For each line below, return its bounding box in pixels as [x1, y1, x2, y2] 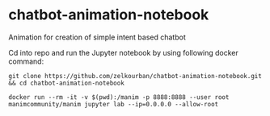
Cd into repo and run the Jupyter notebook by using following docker [8, 48, 238, 57]
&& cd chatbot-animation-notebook [8, 79, 125, 87]
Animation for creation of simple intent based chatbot [8, 32, 186, 42]
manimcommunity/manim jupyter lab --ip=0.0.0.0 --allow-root [8, 100, 219, 108]
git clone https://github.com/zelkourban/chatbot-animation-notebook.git [8, 72, 263, 80]
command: [8, 56, 44, 66]
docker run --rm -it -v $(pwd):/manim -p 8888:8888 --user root [8, 93, 230, 101]
